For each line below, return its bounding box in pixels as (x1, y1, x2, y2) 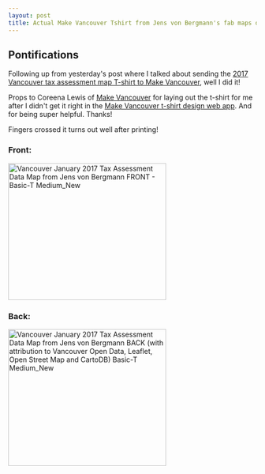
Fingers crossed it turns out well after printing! (8, 125, 159, 134)
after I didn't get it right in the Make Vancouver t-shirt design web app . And (8, 101, 252, 111)
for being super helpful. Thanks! (8, 110, 113, 119)
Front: (8, 145, 32, 156)
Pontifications (8, 48, 79, 62)
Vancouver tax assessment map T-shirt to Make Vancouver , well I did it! (8, 77, 241, 87)
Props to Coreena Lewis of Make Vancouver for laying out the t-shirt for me (8, 92, 253, 103)
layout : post (8, 11, 51, 20)
